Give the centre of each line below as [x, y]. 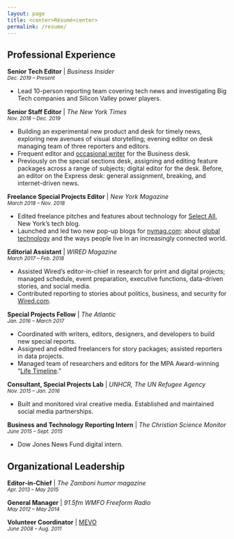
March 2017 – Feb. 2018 [36, 259]
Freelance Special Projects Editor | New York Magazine [88, 197]
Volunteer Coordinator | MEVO [52, 522]
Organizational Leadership [66, 466]
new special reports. [47, 341]
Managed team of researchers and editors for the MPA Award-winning [118, 364]
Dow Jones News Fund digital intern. [70, 444]
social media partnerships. [55, 412]
